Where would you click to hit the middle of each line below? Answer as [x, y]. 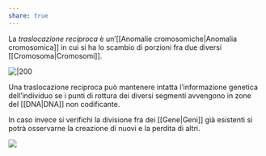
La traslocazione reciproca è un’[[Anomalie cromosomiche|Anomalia [122, 39]
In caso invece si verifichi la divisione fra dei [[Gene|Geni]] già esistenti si [131, 119]
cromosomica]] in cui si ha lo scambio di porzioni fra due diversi [115, 47]
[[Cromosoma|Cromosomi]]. [55, 55]
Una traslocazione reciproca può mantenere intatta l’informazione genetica [133, 87]
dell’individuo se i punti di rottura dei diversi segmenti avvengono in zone [130, 95]
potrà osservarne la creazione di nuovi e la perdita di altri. [104, 128]
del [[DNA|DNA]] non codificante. [64, 104]
